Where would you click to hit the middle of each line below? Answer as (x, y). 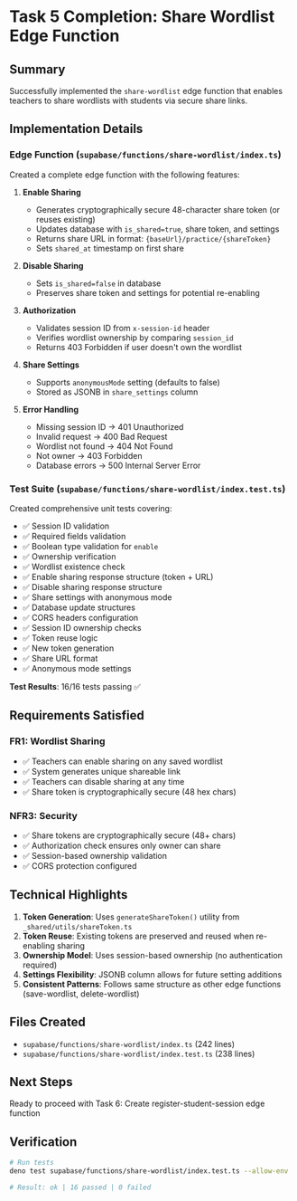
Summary (37, 69)
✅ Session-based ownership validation (95, 855)
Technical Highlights (69, 895)
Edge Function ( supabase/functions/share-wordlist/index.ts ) (145, 155)
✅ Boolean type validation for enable (90, 546)
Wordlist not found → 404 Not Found (104, 446)
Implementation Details (76, 129)
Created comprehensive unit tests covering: (91, 508)
